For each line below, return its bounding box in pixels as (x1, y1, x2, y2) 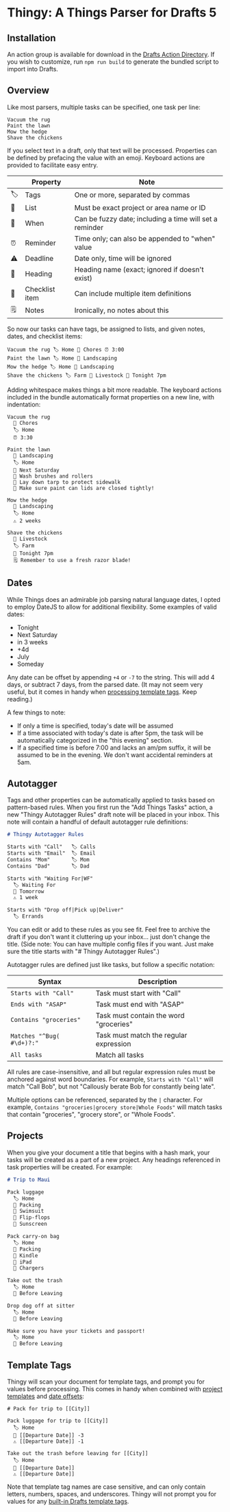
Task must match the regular (95, 1031, 188, 1040)
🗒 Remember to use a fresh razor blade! (13, 557, 131, 563)
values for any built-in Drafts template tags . (7, 1497, 129, 1505)
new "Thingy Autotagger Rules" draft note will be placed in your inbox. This (7, 811, 220, 819)
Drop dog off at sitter (7, 1302, 75, 1309)
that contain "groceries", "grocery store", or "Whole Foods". (7, 1110, 176, 1119)
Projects (7, 1130, 44, 1142)
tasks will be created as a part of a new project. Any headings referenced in (7, 1155, 221, 1164)
